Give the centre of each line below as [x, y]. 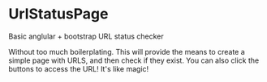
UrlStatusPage [58, 14]
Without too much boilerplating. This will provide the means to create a [127, 51]
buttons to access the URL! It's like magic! [79, 68]
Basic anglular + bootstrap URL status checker [86, 36]
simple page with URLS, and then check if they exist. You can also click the [134, 60]
